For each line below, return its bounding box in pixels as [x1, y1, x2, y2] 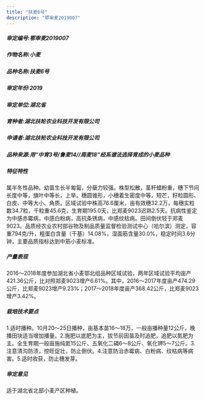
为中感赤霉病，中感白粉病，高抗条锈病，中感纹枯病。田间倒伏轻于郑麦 [6, 215, 184, 222]
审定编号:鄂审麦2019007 [6, 34, 69, 42]
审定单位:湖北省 [6, 101, 46, 108]
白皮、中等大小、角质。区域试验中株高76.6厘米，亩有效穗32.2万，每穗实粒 [6, 199, 195, 207]
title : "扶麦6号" [6, 9, 48, 15]
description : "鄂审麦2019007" [6, 15, 81, 21]
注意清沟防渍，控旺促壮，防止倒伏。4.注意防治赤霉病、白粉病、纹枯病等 [6, 347, 188, 355]
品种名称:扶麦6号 [6, 67, 50, 75]
